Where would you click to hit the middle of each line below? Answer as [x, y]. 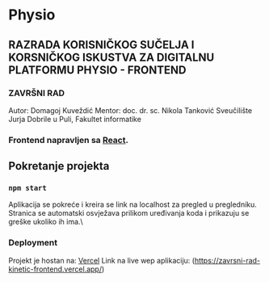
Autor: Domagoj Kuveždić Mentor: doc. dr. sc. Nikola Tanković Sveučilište [130, 110]
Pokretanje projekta [59, 166]
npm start [27, 188]
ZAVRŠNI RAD [37, 93]
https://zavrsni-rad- [227, 260]
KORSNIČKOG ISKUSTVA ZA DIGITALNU [111, 57]
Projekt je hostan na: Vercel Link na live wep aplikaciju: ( [102, 260]
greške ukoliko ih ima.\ [46, 222]
